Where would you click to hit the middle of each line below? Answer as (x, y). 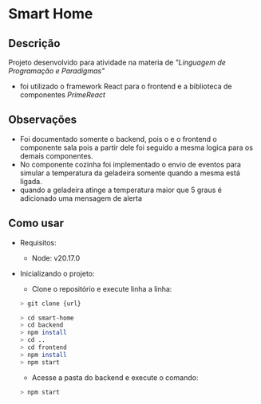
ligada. (31, 181)
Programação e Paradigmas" (57, 71)
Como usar (36, 224)
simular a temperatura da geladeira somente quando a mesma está (130, 173)
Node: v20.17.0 (56, 258)
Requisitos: (38, 242)
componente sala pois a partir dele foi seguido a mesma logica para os (136, 147)
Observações (43, 120)
